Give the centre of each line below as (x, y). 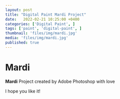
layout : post (19, 10)
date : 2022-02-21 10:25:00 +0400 (42, 19)
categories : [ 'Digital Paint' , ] (40, 24)
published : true (22, 43)
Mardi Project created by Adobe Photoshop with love (60, 81)
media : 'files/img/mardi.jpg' (37, 38)
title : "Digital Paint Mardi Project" (46, 15)
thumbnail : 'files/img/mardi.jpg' (41, 33)
